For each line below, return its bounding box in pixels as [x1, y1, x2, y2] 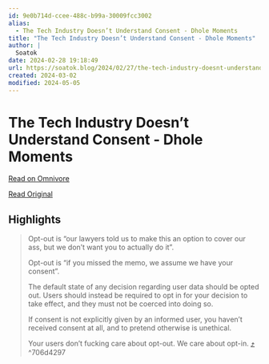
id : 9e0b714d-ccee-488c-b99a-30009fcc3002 [8, 11, 152, 20]
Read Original [8, 189, 54, 199]
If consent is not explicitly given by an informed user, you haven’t [27, 314, 243, 325]
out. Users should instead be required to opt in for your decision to [27, 290, 248, 301]
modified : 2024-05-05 [8, 79, 81, 87]
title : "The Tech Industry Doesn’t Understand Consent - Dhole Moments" [8, 34, 256, 42]
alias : [8, 19, 30, 27]
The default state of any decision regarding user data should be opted [27, 282, 259, 292]
